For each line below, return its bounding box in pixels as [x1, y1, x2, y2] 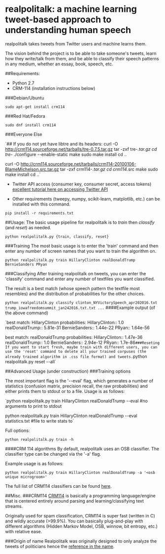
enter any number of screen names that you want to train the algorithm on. [5, 248, 157, 254]
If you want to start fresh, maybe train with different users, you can [5, 344, 158, 349]
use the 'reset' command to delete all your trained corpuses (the [5, 349, 147, 354]
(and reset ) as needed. [5, 224, 52, 230]
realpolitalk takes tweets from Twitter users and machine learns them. [5, 41, 147, 46]
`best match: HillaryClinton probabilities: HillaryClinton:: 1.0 [5, 319, 124, 325]
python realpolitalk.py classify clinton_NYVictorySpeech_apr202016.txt [5, 300, 158, 305]
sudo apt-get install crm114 [5, 104, 65, 109]
